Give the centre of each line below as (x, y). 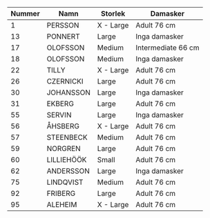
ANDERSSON (68, 171)
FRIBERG (61, 194)
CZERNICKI (65, 81)
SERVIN (59, 115)
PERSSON (63, 25)
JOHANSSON (69, 92)
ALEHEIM (62, 205)
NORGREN (64, 149)
